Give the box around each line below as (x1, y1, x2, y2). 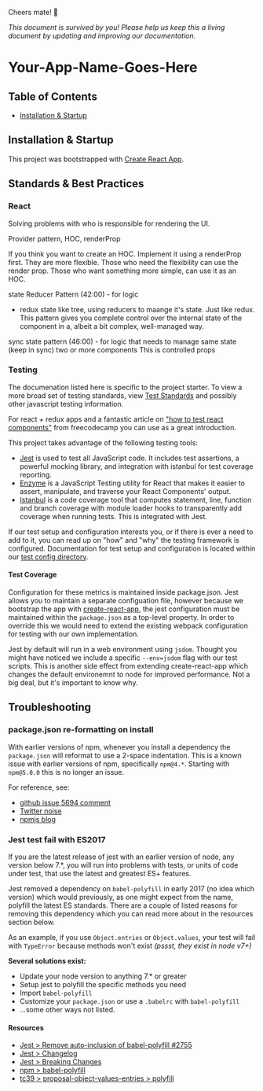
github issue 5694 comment (19, 798, 111, 807)
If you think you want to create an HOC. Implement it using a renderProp (8, 249, 242, 259)
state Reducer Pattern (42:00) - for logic (8, 289, 139, 299)
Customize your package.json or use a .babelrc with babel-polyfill (19, 996, 240, 1006)
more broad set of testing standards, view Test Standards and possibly (8, 390, 237, 400)
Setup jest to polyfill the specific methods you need (19, 979, 187, 989)
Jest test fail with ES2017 (8, 834, 106, 845)
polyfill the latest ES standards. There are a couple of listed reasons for (8, 901, 238, 910)
